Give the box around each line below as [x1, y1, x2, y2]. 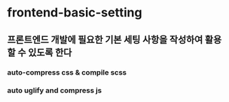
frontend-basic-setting [7, 5, 142, 21]
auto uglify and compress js [7, 86, 102, 95]
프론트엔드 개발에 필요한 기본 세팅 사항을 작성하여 [7, 34, 203, 45]
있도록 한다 [28, 47, 72, 58]
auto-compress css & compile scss [7, 67, 127, 77]
